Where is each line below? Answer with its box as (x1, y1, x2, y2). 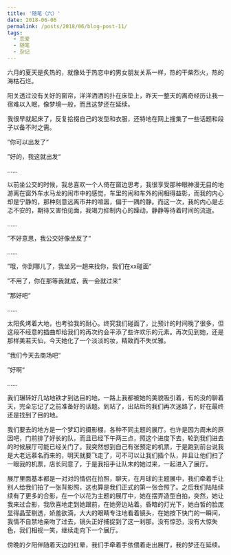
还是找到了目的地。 (7, 411, 62, 419)
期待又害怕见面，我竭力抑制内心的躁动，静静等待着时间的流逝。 (36, 206, 218, 214)
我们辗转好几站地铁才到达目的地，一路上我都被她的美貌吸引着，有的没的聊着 (7, 393, 224, 402)
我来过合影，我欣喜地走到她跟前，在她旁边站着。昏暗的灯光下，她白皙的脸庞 (7, 500, 224, 508)
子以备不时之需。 (7, 123, 56, 131)
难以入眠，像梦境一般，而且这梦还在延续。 (12, 100, 134, 108)
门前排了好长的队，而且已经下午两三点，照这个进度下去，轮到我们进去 (25, 434, 224, 442)
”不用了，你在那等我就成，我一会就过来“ (7, 276, 122, 285)
